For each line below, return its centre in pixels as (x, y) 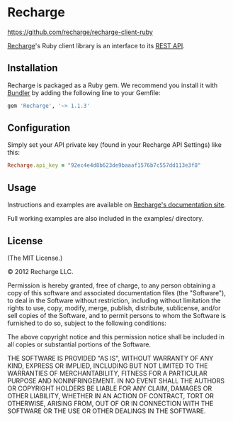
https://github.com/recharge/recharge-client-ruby (80, 32)
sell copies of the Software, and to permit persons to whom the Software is (117, 315)
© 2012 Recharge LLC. (40, 271)
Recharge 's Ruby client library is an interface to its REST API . (96, 45)
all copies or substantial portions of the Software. (79, 344)
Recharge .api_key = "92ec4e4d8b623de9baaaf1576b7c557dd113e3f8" (104, 165)
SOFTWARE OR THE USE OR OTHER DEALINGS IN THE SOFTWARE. (107, 411)
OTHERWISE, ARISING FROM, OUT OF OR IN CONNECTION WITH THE (110, 403)
